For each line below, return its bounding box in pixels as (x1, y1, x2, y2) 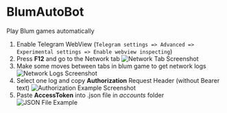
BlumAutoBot (6, 4, 84, 20)
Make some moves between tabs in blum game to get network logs (16, 62, 206, 70)
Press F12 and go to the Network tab (16, 54, 121, 62)
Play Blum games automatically (6, 27, 95, 35)
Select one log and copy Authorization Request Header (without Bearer (16, 76, 220, 84)
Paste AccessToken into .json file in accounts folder (16, 90, 165, 99)
